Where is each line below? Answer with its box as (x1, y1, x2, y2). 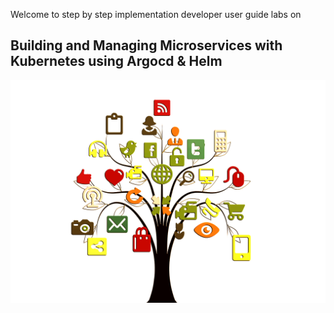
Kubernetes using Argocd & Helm (10, 53, 223, 70)
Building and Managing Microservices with (10, 37, 283, 54)
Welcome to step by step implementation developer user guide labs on (10, 9, 302, 20)
